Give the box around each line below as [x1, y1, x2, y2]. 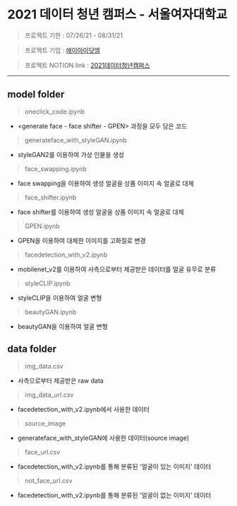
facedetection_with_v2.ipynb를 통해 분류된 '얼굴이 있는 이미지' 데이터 [17, 462, 212, 471]
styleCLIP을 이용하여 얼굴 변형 [17, 293, 102, 302]
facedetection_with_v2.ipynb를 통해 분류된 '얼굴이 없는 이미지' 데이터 [17, 490, 212, 499]
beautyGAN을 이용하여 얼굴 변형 [17, 322, 108, 331]
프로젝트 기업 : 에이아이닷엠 [24, 46, 101, 54]
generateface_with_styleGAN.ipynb [24, 135, 127, 144]
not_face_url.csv [24, 476, 73, 485]
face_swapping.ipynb [24, 164, 87, 173]
